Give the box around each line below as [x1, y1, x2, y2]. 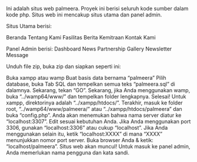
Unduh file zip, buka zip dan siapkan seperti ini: [6, 63, 121, 70]
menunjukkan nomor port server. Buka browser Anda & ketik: [6, 137, 154, 143]
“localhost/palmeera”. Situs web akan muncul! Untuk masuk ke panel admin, [6, 143, 191, 150]
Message [6, 52, 29, 58]
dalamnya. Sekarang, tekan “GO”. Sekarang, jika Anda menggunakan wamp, [6, 87, 191, 93]
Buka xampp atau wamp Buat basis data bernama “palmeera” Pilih [6, 75, 166, 81]
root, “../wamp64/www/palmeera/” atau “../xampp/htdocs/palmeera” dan [6, 106, 182, 112]
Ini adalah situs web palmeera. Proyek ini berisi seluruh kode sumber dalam [6, 5, 189, 12]
